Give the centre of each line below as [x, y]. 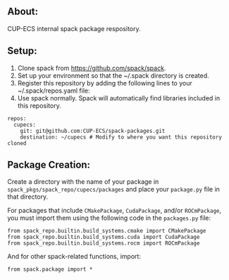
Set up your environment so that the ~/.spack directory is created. [113, 75]
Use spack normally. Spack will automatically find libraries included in [119, 98]
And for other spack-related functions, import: [74, 257]
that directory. [28, 197]
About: [23, 12]
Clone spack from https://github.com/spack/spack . [92, 68]
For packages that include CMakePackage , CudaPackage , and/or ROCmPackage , [114, 211]
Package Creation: [49, 165]
